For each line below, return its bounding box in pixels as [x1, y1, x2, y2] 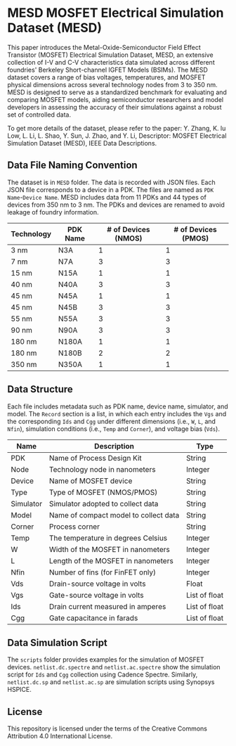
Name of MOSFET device [48, 476, 133, 486]
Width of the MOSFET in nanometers [48, 544, 170, 554]
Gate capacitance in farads [48, 613, 138, 623]
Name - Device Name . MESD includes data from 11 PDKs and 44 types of [7, 193, 207, 201]
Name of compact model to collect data [48, 510, 180, 520]
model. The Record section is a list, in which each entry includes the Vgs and [7, 409, 227, 418]
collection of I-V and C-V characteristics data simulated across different [7, 58, 216, 66]
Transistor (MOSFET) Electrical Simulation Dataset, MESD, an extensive [7, 51, 214, 59]
